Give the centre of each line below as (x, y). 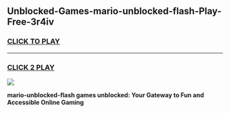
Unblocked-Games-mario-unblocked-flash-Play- (114, 11)
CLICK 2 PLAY (31, 67)
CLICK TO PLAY (34, 42)
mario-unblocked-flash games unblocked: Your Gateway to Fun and (105, 95)
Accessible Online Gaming (46, 102)
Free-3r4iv (31, 22)
